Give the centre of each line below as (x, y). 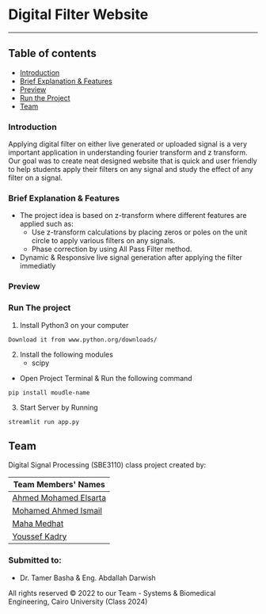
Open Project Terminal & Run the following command (106, 378)
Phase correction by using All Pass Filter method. (112, 249)
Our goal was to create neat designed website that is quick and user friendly (133, 161)
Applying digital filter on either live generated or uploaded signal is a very (128, 144)
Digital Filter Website (78, 15)
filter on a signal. (36, 178)
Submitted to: (35, 560)
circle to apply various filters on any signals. (103, 241)
